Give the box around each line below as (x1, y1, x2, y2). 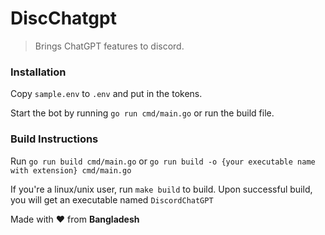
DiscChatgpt (10, 7, 117, 30)
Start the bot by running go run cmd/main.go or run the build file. (10, 107, 275, 119)
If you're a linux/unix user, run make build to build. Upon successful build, (10, 183, 313, 195)
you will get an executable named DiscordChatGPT (10, 193, 214, 206)
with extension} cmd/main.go (10, 165, 132, 176)
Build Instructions (10, 132, 99, 146)
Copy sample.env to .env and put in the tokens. (10, 88, 203, 100)
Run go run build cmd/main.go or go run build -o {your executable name (10, 155, 316, 167)
